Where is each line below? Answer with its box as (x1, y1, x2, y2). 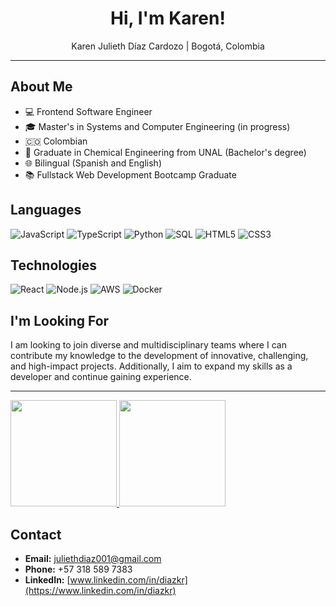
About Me (10, 78, 73, 96)
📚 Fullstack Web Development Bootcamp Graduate (24, 168, 237, 181)
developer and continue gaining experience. (10, 371, 192, 383)
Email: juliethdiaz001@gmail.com (24, 553, 162, 564)
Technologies (10, 257, 98, 274)
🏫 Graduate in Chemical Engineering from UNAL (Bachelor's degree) (24, 146, 307, 158)
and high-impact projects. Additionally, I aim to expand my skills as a (10, 360, 293, 372)
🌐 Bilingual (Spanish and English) (24, 157, 162, 169)
